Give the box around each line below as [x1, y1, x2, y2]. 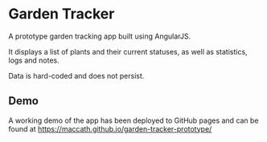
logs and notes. [8, 55, 60, 65]
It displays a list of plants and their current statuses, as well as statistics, [8, 47, 248, 56]
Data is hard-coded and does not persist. [8, 71, 145, 80]
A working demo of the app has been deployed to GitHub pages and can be [8, 116, 259, 125]
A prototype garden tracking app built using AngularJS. [8, 31, 191, 41]
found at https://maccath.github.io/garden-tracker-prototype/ [8, 124, 212, 133]
